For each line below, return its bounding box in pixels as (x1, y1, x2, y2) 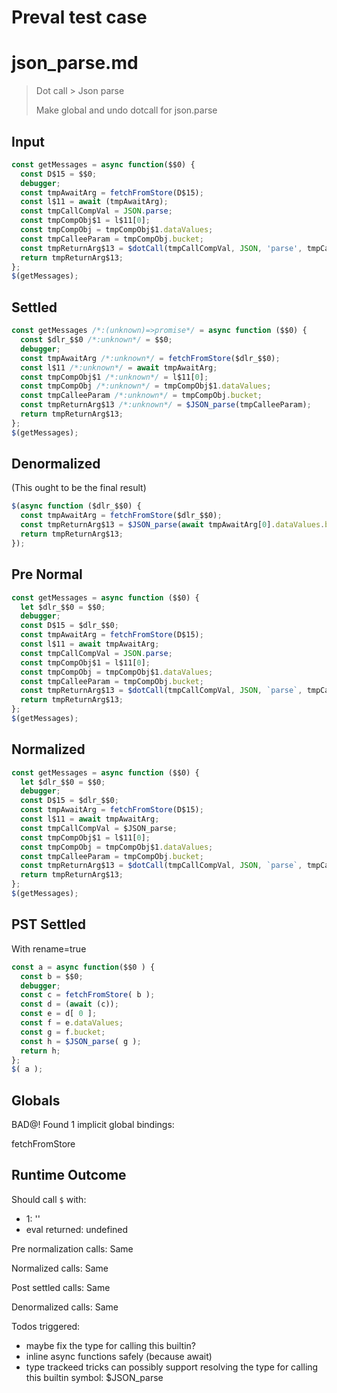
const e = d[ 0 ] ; (20, 1009, 98, 1019)
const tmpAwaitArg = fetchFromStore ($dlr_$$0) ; (20, 511, 223, 521)
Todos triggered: (11, 1320, 81, 1332)
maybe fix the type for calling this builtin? (25, 1339, 196, 1351)
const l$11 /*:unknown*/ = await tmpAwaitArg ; (20, 362, 218, 373)
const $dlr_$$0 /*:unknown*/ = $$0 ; (20, 335, 173, 345)
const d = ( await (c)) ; (20, 999, 119, 1010)
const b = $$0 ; (20, 971, 84, 981)
